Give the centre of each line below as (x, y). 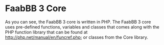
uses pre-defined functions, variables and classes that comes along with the (82, 27)
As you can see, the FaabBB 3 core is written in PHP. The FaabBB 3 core (78, 22)
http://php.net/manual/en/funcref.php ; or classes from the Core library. (77, 37)
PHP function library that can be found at (47, 32)
